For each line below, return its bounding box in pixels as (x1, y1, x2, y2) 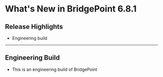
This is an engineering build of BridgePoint (12, 66, 98, 72)
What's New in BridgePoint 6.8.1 (5, 3, 137, 14)
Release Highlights (5, 23, 63, 31)
